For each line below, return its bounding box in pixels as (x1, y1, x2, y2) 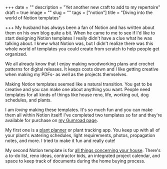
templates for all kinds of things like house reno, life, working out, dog (5, 92, 149, 97)
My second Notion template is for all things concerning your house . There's (5, 147, 161, 153)
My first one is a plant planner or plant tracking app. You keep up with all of (5, 127, 160, 133)
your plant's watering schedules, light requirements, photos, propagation (5, 132, 155, 138)
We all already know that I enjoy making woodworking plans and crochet (5, 61, 154, 66)
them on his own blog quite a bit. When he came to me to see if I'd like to (5, 30, 155, 35)
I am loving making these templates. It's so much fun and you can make (5, 107, 153, 112)
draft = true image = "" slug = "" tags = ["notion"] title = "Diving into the (5, 9, 153, 15)
